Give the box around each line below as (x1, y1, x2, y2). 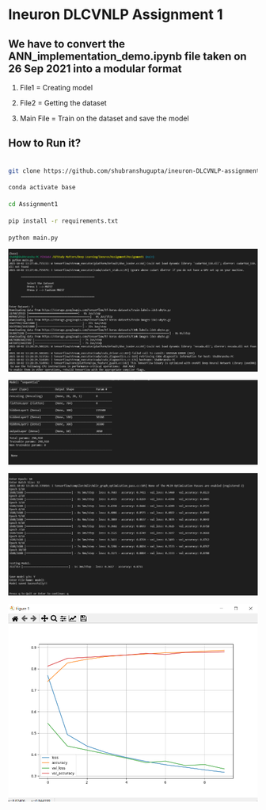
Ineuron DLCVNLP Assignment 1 (8, 6, 223, 24)
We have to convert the (8, 37, 125, 51)
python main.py (8, 234, 59, 242)
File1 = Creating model (19, 83, 93, 92)
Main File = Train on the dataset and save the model (19, 113, 189, 123)
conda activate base (8, 184, 77, 192)
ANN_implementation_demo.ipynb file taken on (8, 49, 247, 63)
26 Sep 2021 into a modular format (8, 62, 182, 75)
